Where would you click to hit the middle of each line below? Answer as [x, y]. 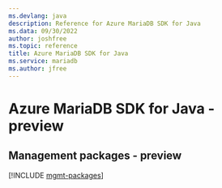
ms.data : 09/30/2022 [43, 31]
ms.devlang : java [38, 16]
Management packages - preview [95, 156]
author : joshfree [38, 38]
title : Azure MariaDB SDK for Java [68, 53]
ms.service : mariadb [43, 62]
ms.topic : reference [43, 46]
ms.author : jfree [38, 69]
